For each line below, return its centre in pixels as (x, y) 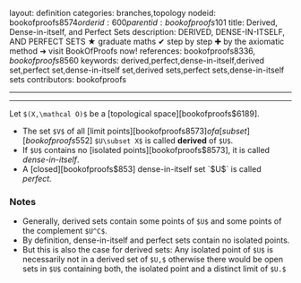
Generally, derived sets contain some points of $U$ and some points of (152, 221)
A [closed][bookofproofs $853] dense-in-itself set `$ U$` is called (142, 169)
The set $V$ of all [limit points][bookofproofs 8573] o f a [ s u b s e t (135, 131)
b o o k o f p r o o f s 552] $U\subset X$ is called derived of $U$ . (129, 141)
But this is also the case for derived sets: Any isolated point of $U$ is (147, 250)
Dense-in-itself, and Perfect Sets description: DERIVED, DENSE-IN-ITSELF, (147, 32)
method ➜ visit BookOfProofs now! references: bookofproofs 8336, (133, 51)
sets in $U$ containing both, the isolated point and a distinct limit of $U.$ (154, 269)
